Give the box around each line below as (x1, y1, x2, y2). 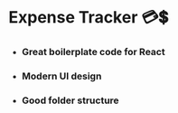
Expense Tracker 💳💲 (8, 7, 169, 28)
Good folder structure (21, 94, 119, 107)
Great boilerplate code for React (21, 46, 165, 59)
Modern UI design (21, 70, 102, 82)
